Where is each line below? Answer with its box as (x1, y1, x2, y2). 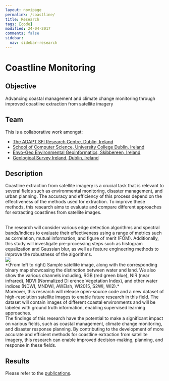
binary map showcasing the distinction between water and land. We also (5, 267, 156, 273)
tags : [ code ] (5, 21, 33, 27)
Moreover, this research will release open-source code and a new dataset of (5, 289, 164, 295)
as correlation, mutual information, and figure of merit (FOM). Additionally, (5, 235, 159, 241)
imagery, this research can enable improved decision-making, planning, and (5, 337, 163, 343)
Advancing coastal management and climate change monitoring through (5, 95, 155, 101)
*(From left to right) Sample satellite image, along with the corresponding (5, 262, 158, 268)
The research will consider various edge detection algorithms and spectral (5, 225, 160, 231)
